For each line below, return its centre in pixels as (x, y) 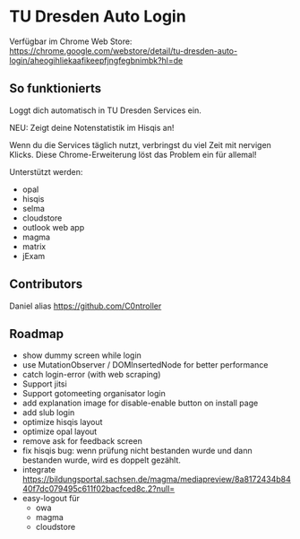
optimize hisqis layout (62, 422)
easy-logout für (51, 499)
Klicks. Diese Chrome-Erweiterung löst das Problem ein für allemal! (133, 154)
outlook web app (53, 227)
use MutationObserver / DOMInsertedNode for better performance (145, 365)
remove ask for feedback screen (82, 441)
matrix (34, 246)
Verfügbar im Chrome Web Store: (71, 41)
